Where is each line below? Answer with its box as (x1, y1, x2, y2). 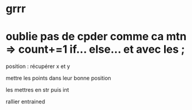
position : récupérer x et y (5, 63, 70, 70)
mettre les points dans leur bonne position (5, 75, 112, 82)
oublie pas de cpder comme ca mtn (5, 30, 187, 44)
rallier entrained (5, 98, 46, 105)
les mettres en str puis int (5, 86, 69, 94)
